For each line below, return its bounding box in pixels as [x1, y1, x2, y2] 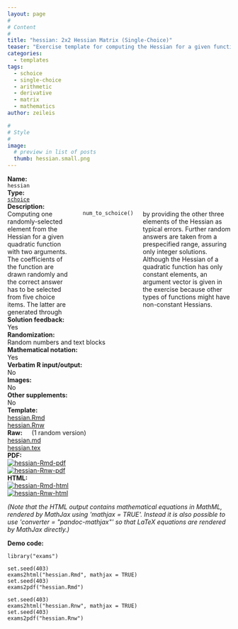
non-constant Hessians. [142, 300, 212, 309]
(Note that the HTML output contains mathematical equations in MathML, [7, 503, 223, 511]
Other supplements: [7, 391, 68, 399]
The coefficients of [7, 255, 63, 263]
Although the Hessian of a [142, 255, 219, 263]
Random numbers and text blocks [7, 338, 106, 346]
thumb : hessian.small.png [13, 155, 91, 163]
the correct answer [7, 278, 63, 286]
